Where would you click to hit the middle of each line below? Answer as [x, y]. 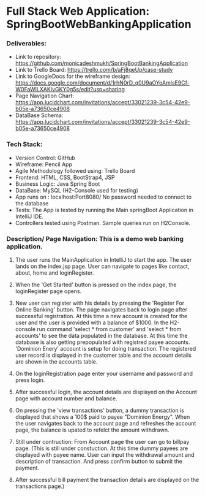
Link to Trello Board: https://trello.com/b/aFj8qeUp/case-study [94, 70]
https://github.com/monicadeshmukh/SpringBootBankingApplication [102, 63]
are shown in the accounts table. [56, 362]
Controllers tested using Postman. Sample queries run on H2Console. [103, 223]
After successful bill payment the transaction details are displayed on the [107, 480]
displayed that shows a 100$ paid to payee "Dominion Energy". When [102, 417]
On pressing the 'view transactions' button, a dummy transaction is [100, 410]
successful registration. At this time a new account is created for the [101, 316]
